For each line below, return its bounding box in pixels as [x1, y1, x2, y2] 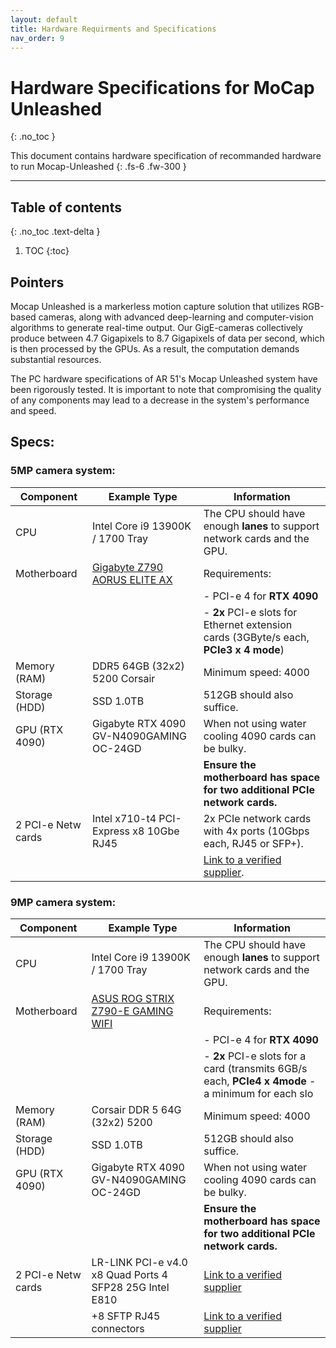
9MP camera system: [10, 895, 117, 909]
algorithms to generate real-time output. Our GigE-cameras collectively [10, 321, 303, 333]
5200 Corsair [91, 671, 156, 685]
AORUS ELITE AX [91, 572, 173, 586]
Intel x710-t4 [91, 811, 157, 825]
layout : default [10, 14, 78, 25]
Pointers [10, 274, 65, 291]
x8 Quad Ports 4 [91, 1267, 168, 1281]
